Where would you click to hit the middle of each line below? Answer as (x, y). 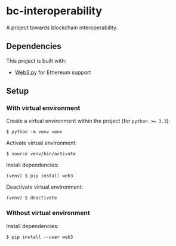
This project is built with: (36, 60)
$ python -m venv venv (34, 132)
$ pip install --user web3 (40, 237)
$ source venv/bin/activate (41, 154)
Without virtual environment (48, 213)
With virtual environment (43, 108)
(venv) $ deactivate (32, 198)
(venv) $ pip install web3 (40, 176)
